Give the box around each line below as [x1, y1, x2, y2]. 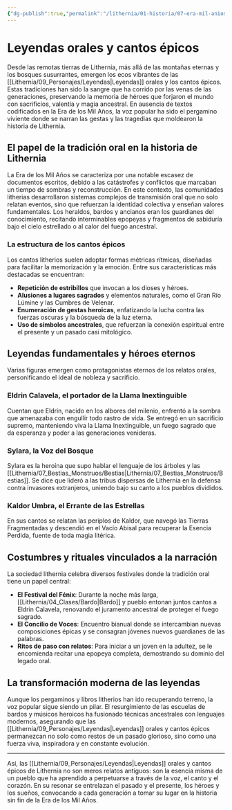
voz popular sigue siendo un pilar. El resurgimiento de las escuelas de [7, 703, 206, 710]
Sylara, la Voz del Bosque [7, 446, 94, 456]
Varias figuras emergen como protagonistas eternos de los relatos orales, [7, 366, 216, 375]
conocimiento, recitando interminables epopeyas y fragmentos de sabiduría [7, 215, 223, 224]
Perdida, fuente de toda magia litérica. [7, 531, 116, 540]
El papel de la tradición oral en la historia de [7, 141, 198, 153]
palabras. [17, 635, 44, 643]
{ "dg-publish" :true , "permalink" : [7, 10, 104, 17]
